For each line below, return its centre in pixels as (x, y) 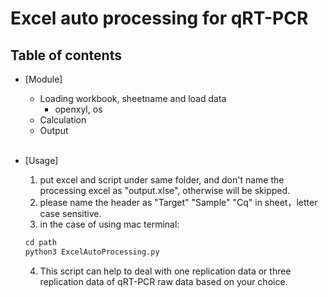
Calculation (63, 120)
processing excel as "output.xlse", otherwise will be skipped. (165, 190)
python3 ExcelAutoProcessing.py (92, 252)
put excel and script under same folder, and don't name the (162, 180)
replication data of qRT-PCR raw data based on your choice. (163, 281)
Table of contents (66, 55)
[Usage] (41, 160)
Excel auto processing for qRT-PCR (159, 18)
